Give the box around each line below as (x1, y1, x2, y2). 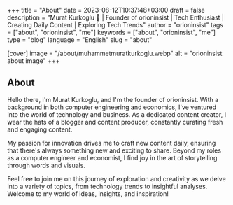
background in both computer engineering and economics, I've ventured (7, 103, 217, 111)
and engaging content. (7, 125, 73, 134)
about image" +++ (7, 57, 60, 65)
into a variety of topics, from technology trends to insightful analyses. (7, 182, 208, 190)
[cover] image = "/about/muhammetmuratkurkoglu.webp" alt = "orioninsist (7, 49, 223, 57)
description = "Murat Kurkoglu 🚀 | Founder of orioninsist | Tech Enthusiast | (7, 13, 224, 22)
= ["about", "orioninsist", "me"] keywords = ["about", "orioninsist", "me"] (7, 28, 216, 36)
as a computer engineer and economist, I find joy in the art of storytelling (7, 153, 218, 162)
